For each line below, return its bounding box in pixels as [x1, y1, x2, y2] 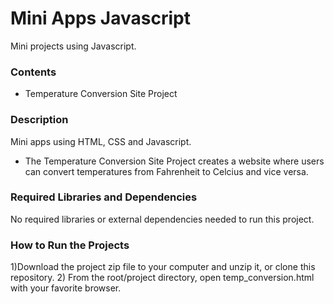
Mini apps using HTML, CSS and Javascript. [10, 135, 192, 147]
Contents [10, 65, 57, 79]
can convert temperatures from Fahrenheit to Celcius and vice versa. [24, 165, 309, 177]
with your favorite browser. [10, 282, 122, 294]
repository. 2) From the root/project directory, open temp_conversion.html [10, 272, 315, 284]
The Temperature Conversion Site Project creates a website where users [24, 155, 325, 167]
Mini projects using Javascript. [10, 40, 137, 52]
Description [10, 113, 69, 127]
